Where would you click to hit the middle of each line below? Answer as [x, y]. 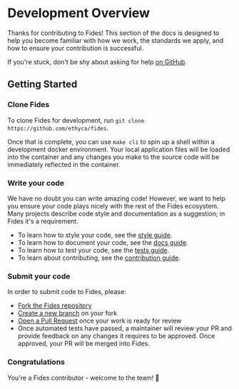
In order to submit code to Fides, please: [67, 292]
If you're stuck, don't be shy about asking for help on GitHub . [97, 61]
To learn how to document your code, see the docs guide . [103, 242]
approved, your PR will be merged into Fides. [83, 343]
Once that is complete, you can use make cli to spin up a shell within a [111, 141]
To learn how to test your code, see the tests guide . [93, 250]
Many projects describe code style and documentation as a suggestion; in [116, 213]
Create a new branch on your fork [67, 313]
